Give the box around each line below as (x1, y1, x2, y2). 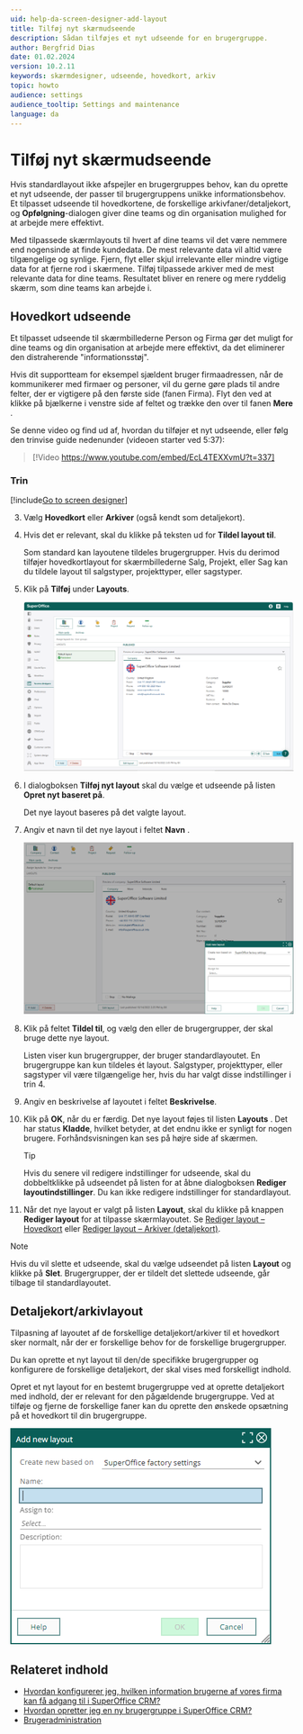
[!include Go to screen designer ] (10, 495, 129, 506)
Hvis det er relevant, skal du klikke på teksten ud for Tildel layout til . (22, 529, 277, 540)
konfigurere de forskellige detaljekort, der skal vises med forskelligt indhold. (10, 1364, 291, 1375)
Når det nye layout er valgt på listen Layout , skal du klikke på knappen (22, 1205, 284, 1215)
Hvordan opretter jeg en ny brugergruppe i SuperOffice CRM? (22, 1704, 253, 1715)
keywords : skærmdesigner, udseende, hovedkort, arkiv (10, 72, 217, 81)
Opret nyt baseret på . (22, 790, 105, 800)
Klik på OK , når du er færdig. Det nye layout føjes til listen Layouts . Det (22, 1114, 289, 1124)
